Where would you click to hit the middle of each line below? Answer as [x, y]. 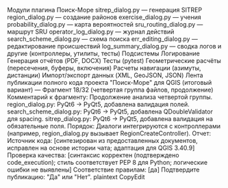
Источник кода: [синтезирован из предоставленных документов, [103, 140]
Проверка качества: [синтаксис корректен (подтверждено [93, 155]
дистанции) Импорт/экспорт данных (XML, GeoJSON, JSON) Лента [105, 75]
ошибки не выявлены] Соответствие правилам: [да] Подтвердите [103, 170]
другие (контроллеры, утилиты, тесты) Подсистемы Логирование [103, 53]
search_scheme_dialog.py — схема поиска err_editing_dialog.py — [103, 39]
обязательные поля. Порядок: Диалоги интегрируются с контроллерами [114, 126]
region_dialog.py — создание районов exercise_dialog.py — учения [104, 17]
